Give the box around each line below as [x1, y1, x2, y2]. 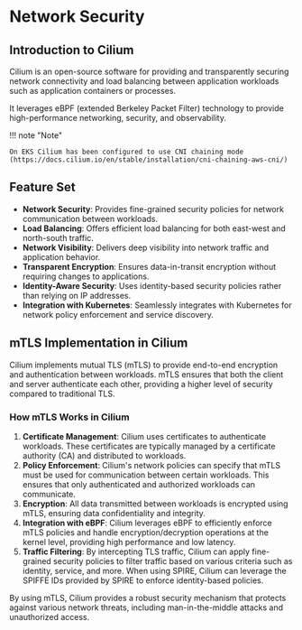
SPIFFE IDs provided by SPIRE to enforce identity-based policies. [22, 575, 264, 586]
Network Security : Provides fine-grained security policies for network [22, 203, 284, 214]
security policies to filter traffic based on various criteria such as [52, 555, 293, 566]
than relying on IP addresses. [22, 290, 132, 301]
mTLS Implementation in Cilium [9, 336, 188, 351]
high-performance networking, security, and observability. [9, 113, 227, 123]
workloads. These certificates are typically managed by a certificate [22, 440, 276, 451]
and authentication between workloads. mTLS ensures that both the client [9, 368, 284, 380]
